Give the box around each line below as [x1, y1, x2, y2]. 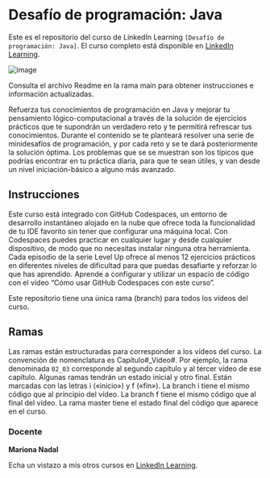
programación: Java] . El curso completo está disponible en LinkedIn [8, 40, 234, 50]
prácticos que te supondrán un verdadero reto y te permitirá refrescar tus [8, 122, 252, 131]
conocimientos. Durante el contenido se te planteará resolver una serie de [8, 130, 255, 140]
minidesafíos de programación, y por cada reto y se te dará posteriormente [8, 138, 258, 148]
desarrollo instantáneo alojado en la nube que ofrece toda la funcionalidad [8, 217, 255, 227]
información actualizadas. [8, 89, 94, 98]
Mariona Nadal [8, 444, 59, 454]
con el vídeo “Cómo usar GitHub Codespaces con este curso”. [8, 278, 215, 287]
